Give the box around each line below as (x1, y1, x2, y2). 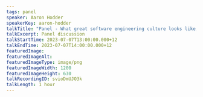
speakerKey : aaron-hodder (6, 20, 71, 26)
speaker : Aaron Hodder (6, 14, 63, 20)
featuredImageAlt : (6, 54, 53, 60)
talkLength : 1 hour (6, 82, 56, 88)
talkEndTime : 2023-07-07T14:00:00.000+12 (6, 43, 112, 49)
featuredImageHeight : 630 (6, 70, 71, 77)
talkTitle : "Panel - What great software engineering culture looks (6, 25, 182, 32)
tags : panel (6, 8, 36, 15)
